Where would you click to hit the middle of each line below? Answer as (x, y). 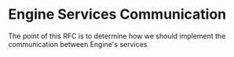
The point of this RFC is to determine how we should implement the (117, 36)
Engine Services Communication (117, 14)
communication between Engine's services (78, 44)
